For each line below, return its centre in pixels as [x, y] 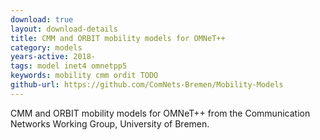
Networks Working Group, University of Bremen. [110, 123]
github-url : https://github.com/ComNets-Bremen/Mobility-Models [147, 85]
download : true [42, 19]
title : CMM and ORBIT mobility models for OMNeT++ [118, 38]
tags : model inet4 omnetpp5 [69, 66]
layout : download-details [64, 29]
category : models [46, 47]
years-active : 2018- [53, 57]
